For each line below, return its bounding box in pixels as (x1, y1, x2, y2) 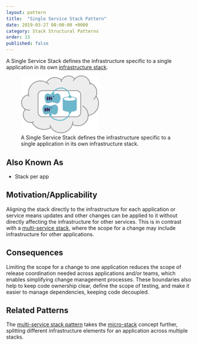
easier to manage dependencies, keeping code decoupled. (6, 288, 149, 296)
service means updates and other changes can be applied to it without (6, 212, 178, 219)
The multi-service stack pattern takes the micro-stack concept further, (6, 321, 178, 328)
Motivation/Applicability (6, 190, 97, 200)
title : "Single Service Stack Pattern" (6, 15, 107, 22)
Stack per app (14, 172, 49, 180)
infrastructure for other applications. (6, 230, 94, 238)
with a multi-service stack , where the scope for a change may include (6, 224, 176, 231)
